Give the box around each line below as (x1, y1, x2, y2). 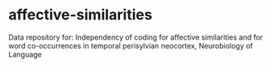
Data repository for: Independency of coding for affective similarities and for (8, 32, 264, 42)
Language (8, 49, 42, 59)
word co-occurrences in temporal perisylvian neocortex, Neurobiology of (8, 40, 253, 50)
